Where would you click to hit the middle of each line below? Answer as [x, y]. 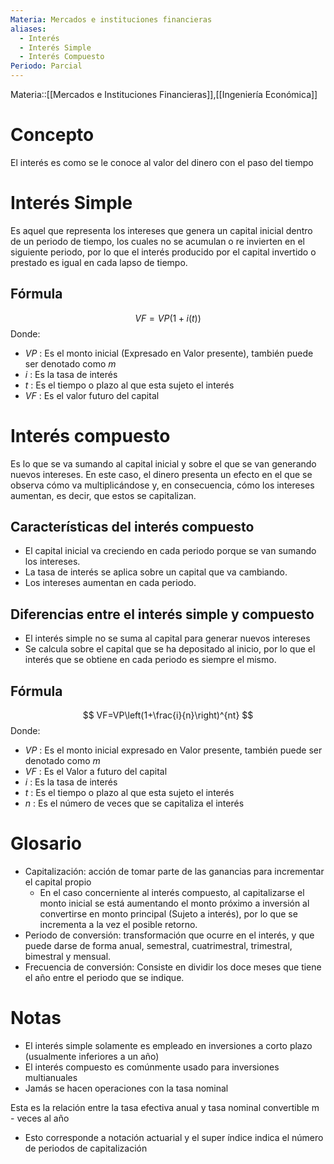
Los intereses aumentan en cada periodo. [110, 583]
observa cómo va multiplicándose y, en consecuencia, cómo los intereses [162, 485]
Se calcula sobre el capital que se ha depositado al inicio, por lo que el [170, 649]
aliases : [28, 29]
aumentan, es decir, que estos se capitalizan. [103, 495]
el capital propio [58, 882]
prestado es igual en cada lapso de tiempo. [99, 262]
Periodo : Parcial [46, 66]
